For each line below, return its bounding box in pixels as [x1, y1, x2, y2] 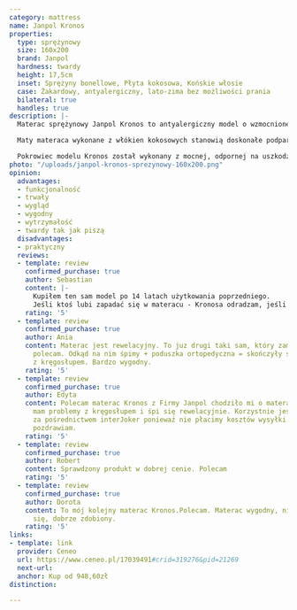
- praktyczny [17, 243, 65, 251]
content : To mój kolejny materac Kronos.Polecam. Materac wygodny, [25, 506, 278, 514]
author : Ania [25, 333, 73, 342]
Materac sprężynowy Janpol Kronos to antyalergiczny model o [17, 120, 247, 129]
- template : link [9, 539, 73, 548]
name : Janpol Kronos [9, 21, 86, 30]
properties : [9, 29, 53, 38]
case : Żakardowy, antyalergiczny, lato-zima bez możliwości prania [17, 87, 271, 96]
